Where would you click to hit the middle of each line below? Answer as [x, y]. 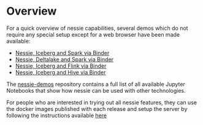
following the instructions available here [57, 115]
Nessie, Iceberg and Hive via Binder [60, 72]
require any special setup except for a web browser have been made [93, 34]
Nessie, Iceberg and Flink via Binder [61, 66]
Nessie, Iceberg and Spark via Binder [62, 52]
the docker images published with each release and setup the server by [97, 109]
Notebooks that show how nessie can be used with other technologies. [96, 90]
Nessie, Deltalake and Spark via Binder [64, 59]
